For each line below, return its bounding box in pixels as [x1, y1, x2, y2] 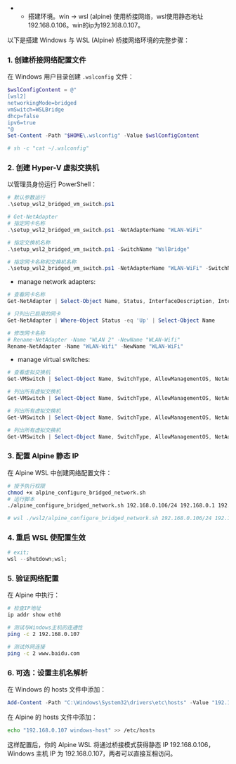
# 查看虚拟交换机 [7, 369, 51, 376]
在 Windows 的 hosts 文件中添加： [7, 685, 107, 694]
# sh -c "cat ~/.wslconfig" [7, 145, 90, 152]
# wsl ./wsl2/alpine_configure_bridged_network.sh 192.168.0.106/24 [7, 514, 212, 522]
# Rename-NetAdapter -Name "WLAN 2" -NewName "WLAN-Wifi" [7, 336, 181, 343]
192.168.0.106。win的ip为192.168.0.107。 [27, 21, 144, 29]
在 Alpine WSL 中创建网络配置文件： [7, 468, 112, 477]
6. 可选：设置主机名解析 [7, 668, 88, 678]
